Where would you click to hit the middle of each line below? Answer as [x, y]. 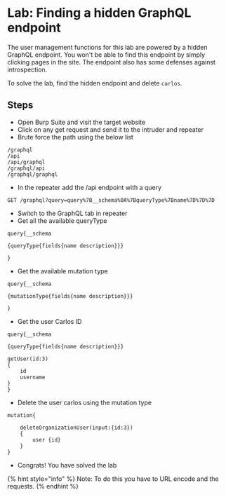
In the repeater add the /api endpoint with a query [89, 187]
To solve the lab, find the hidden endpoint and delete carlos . [95, 83]
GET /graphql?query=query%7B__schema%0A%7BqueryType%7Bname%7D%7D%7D [111, 200]
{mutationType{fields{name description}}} [70, 296]
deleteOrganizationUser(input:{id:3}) [77, 428]
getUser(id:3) [28, 359]
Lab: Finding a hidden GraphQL [99, 13]
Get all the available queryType [62, 220]
